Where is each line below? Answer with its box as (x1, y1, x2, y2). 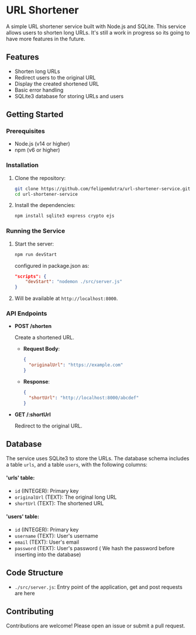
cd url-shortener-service (14, 191, 78, 197)
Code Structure (6, 568, 63, 578)
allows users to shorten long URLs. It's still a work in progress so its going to (6, 29, 190, 36)
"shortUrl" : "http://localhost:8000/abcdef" (28, 395, 139, 401)
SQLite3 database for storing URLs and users (14, 92, 124, 99)
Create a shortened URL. (14, 334, 75, 341)
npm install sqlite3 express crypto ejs (14, 213, 115, 219)
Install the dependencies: (14, 202, 76, 209)
